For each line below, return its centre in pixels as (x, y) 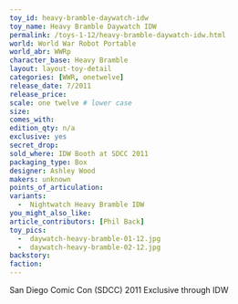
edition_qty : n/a (42, 129)
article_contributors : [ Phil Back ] (77, 221)
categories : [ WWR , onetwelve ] (67, 78)
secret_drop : (34, 145)
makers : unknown (40, 179)
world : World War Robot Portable (73, 43)
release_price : (38, 94)
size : (20, 111)
